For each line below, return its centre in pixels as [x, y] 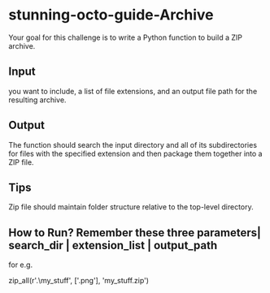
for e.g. [21, 265]
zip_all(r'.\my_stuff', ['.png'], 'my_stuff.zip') [78, 281]
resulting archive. [37, 100]
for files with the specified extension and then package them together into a [135, 153]
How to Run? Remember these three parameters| [135, 233]
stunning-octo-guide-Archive [111, 15]
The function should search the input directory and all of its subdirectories [133, 144]
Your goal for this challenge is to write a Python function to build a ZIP [125, 37]
